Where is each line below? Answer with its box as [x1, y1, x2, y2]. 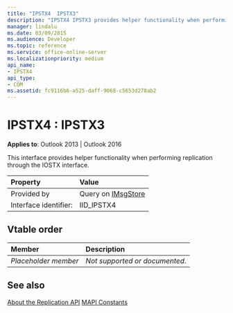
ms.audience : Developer [7, 36, 76, 43]
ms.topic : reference [7, 42, 67, 49]
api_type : [7, 74, 36, 82]
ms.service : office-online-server [7, 49, 107, 56]
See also [7, 280, 45, 292]
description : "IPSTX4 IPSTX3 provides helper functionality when [7, 17, 200, 24]
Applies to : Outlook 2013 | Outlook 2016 [7, 140, 122, 149]
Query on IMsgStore [79, 189, 146, 199]
